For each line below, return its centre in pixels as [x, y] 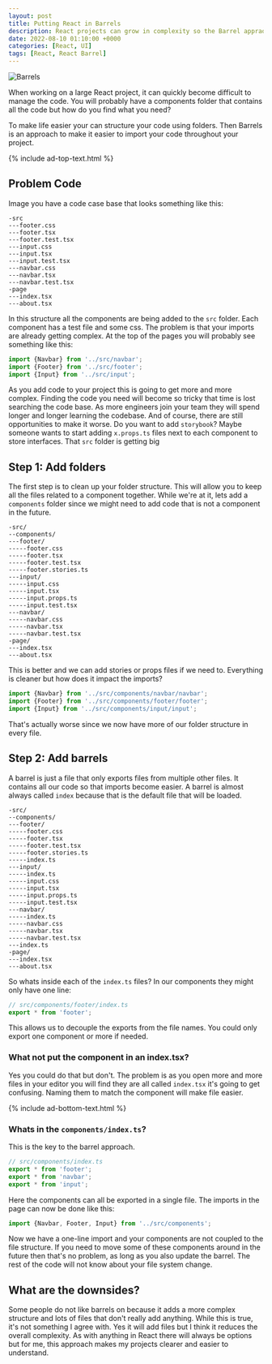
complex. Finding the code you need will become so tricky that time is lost [132, 398]
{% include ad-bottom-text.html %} [68, 1108]
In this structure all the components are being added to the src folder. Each [134, 318]
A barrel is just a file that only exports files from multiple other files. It [123, 778]
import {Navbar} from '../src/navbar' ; [76, 359]
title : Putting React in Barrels [65, 24]
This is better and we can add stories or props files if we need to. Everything [136, 670]
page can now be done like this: [62, 1208]
